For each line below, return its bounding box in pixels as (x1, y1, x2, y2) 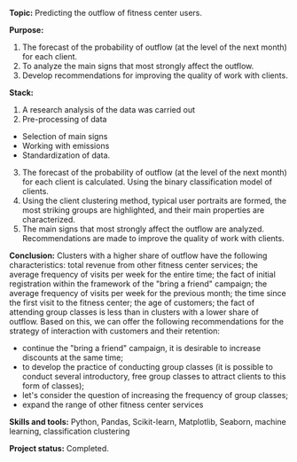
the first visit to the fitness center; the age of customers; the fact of (9, 297, 255, 308)
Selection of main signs (21, 131, 108, 141)
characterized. (21, 215, 75, 224)
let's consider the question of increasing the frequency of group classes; (21, 390, 289, 400)
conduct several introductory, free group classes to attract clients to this (21, 372, 286, 381)
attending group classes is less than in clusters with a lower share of (9, 307, 259, 317)
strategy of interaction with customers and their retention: (9, 325, 220, 336)
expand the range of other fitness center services (21, 399, 204, 410)
